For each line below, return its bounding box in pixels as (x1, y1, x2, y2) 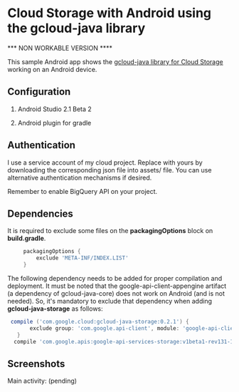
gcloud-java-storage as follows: (7, 304, 103, 313)
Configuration (7, 86, 71, 98)
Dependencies (7, 207, 73, 220)
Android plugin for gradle (17, 118, 92, 127)
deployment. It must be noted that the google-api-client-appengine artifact (7, 282, 227, 290)
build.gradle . (7, 234, 46, 243)
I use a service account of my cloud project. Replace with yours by (7, 158, 203, 167)
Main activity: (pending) (7, 376, 77, 386)
